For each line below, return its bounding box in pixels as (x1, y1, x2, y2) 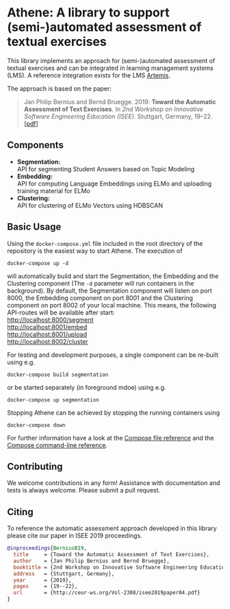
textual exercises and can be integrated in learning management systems (7, 64, 214, 72)
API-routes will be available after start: (7, 308, 115, 316)
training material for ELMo (16, 186, 90, 195)
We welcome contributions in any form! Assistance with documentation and (7, 479, 220, 487)
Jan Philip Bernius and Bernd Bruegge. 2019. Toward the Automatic (23, 97, 217, 105)
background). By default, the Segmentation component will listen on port (7, 286, 212, 295)
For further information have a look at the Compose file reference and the (7, 434, 214, 442)
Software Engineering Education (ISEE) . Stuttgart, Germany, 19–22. (23, 112, 213, 121)
